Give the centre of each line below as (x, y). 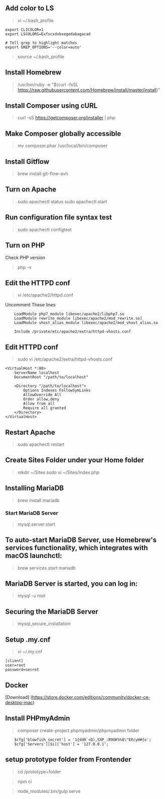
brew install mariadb (38, 500)
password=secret (22, 670)
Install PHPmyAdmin (38, 718)
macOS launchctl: (34, 556)
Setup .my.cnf (28, 639)
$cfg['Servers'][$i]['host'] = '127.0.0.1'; (61, 744)
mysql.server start (36, 524)
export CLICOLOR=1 (24, 30)
